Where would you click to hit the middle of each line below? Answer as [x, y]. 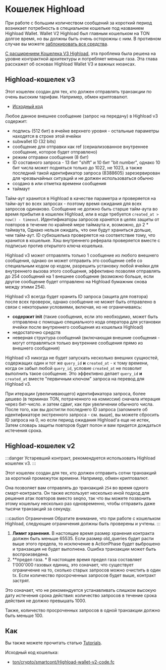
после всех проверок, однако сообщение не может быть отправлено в [81, 302]
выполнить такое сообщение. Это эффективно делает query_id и [74, 373]
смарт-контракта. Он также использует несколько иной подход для [77, 493]
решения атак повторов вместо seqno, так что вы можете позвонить [78, 498]
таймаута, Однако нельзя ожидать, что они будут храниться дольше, [79, 230]
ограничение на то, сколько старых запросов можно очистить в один [86, 570]
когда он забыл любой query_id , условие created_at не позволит [74, 368]
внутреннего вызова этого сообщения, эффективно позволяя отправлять [83, 271]
